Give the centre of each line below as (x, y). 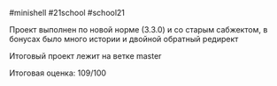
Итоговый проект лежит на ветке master (85, 56)
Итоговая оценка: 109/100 (58, 73)
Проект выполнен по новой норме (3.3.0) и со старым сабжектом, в (138, 29)
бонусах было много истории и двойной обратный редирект (124, 39)
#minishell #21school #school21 (67, 13)
